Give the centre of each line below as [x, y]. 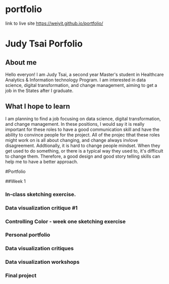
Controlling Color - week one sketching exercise [66, 221]
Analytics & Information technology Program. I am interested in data [76, 80]
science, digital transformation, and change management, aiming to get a [81, 85]
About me [21, 62]
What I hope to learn [38, 106]
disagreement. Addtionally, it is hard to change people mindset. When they [83, 146]
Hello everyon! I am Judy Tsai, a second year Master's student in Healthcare [84, 74]
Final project [21, 275]
